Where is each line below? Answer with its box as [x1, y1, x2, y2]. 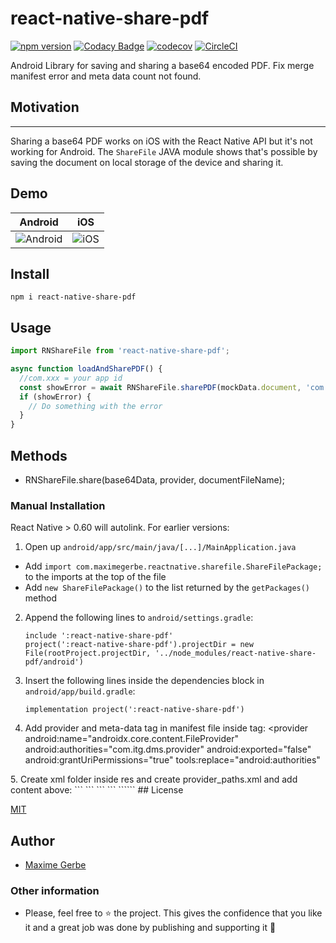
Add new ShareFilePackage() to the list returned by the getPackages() [24, 582, 311, 594]
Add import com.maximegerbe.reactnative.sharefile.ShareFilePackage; [24, 560, 323, 572]
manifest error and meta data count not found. [10, 70, 202, 82]
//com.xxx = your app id [19, 373, 123, 383]
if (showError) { [19, 392, 92, 402]
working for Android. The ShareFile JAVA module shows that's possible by [10, 145, 318, 157]
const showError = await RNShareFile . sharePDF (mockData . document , [19, 382, 302, 392]
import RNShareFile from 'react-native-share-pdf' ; [10, 346, 230, 356]
